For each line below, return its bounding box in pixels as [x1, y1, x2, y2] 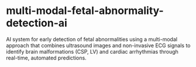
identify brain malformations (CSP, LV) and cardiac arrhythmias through [6, 48, 178, 55]
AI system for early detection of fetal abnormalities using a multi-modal [6, 36, 177, 43]
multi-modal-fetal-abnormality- [6, 4, 164, 17]
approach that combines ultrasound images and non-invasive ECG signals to [6, 42, 191, 49]
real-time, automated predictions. [6, 54, 87, 61]
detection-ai [6, 16, 67, 30]
